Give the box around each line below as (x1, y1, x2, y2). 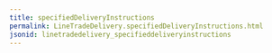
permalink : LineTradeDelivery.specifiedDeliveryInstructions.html (9, 22, 264, 31)
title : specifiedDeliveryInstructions (9, 13, 155, 22)
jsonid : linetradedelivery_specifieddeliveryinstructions (9, 30, 231, 39)
